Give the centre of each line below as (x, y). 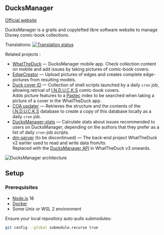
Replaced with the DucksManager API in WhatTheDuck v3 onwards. (81, 148)
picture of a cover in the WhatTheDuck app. (57, 101)
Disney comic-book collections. (37, 35)
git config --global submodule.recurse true (52, 228)
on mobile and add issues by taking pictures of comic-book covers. (81, 69)
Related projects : (23, 54)
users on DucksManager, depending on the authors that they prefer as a (86, 127)
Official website (21, 20)
